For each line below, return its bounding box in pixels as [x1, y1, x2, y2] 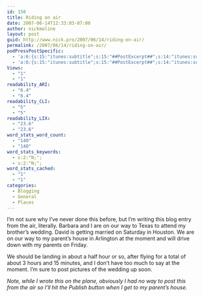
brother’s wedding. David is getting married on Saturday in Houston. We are [7, 228, 195, 236]
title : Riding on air [7, 14, 61, 20]
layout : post [7, 31, 40, 37]
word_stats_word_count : [7, 132, 67, 139]
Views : [7, 64, 23, 71]
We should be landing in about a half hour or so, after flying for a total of [7, 253, 186, 260]
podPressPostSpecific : [7, 48, 64, 54]
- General [12, 193, 37, 199]
